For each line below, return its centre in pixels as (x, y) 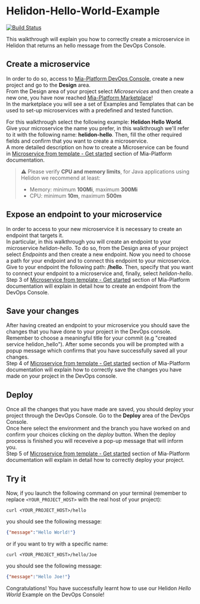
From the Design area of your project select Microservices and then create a (100, 91)
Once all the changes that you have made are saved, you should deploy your (100, 409)
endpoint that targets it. (35, 235)
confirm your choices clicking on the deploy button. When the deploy (91, 434)
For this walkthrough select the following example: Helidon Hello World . (94, 122)
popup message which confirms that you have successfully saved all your (97, 351)
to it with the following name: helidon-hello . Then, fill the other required (94, 134)
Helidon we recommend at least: (60, 178)
